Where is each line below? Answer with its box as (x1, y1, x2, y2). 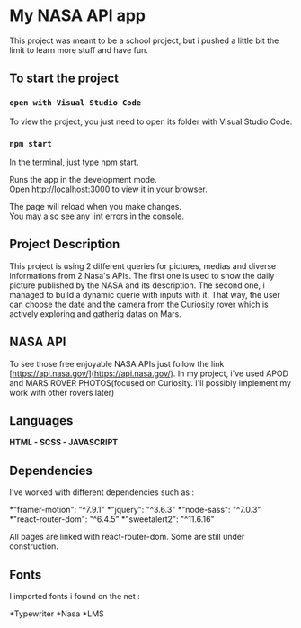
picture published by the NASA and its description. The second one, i (9, 280, 265, 291)
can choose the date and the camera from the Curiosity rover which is (9, 299, 269, 310)
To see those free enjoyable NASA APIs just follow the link (9, 358, 225, 369)
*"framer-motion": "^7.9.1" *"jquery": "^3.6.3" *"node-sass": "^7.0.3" (9, 505, 261, 516)
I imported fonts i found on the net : (9, 590, 141, 601)
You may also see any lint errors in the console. (9, 211, 184, 221)
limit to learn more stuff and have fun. (9, 44, 148, 55)
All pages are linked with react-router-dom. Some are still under (9, 532, 245, 543)
